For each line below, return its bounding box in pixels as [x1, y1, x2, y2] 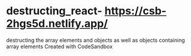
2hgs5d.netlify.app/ [6, 17, 108, 30]
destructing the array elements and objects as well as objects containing [6, 36, 186, 43]
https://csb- [104, 4, 166, 18]
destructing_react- [6, 4, 103, 18]
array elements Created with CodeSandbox [6, 43, 113, 50]
